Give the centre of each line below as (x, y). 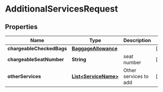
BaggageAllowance (95, 48)
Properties (21, 27)
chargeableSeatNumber (36, 59)
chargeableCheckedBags (37, 48)
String (79, 59)
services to (136, 76)
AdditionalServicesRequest (61, 9)
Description (137, 40)
